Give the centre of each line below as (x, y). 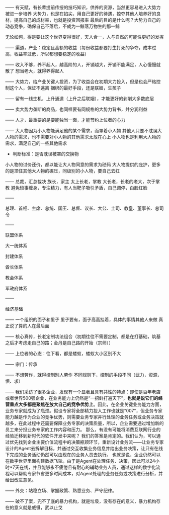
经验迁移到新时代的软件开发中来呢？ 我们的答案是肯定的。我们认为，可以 (81, 436)
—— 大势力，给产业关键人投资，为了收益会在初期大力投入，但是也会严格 (81, 81)
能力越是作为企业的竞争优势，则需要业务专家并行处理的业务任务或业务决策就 (84, 417)
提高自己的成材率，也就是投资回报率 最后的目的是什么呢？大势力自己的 (87, 20)
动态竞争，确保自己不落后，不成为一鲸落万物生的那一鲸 (62, 26)
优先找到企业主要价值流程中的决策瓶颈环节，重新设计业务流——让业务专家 (87, 442)
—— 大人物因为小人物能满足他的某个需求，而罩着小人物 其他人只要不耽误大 (83, 131)
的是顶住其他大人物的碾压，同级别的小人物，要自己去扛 (62, 171)
